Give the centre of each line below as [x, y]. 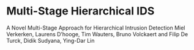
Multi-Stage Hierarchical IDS [80, 11]
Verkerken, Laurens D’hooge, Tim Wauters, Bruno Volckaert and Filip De [97, 34]
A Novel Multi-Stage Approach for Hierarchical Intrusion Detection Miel [96, 28]
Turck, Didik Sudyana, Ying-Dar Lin [50, 40]
